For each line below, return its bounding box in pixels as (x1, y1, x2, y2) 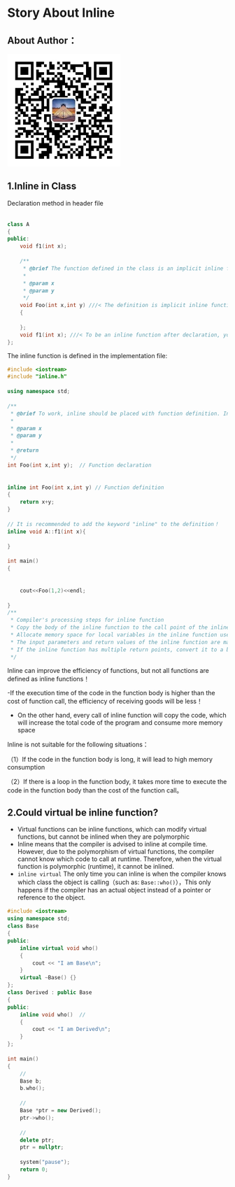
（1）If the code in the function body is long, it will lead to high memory (7, 755, 213, 763)
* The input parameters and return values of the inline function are (10, 639, 220, 646)
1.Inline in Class (7, 180, 77, 192)
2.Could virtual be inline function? (7, 806, 159, 818)
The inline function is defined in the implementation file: (7, 351, 168, 360)
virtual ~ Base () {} (20, 974, 77, 981)
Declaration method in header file (7, 199, 104, 207)
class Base (7, 923, 39, 930)
